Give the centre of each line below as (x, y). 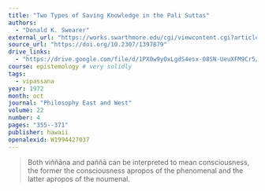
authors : (22, 23)
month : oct (26, 96)
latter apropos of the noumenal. (79, 178)
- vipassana (35, 81)
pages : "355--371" (38, 125)
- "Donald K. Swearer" (52, 30)
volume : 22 (26, 111)
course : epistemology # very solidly (70, 67)
